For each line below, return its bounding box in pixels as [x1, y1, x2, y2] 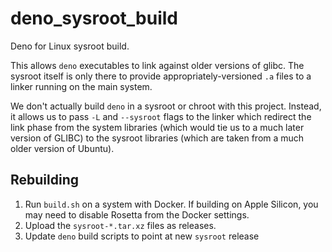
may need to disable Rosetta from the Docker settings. [24, 208, 250, 221]
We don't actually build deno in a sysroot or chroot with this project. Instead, [10, 100, 322, 112]
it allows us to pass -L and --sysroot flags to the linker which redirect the [10, 110, 312, 122]
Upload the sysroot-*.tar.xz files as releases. [24, 219, 217, 231]
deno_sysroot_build [10, 7, 178, 30]
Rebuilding [10, 172, 80, 189]
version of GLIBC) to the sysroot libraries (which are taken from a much [10, 132, 305, 144]
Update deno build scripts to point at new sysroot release [24, 230, 260, 242]
